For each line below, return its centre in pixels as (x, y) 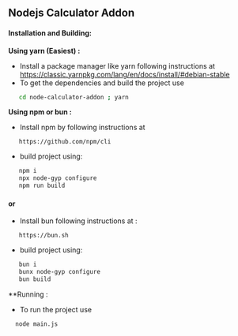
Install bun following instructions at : (78, 221)
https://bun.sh (43, 236)
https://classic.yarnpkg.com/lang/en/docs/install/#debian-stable (125, 74)
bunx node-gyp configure (60, 272)
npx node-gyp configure (58, 178)
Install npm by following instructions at (82, 127)
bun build (35, 279)
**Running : (28, 294)
